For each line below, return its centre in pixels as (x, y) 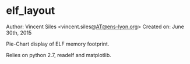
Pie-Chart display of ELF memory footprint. (58, 44)
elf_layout (31, 11)
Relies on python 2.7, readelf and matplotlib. (59, 55)
